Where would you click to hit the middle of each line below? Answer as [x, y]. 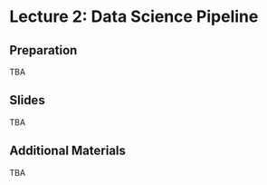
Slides [27, 100]
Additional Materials [68, 151]
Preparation [43, 50]
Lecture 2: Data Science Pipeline [134, 17]
